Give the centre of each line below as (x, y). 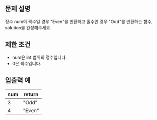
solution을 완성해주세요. (28, 27)
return (31, 95)
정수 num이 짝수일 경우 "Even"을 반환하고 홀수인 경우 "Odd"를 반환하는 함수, (79, 22)
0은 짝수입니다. (27, 63)
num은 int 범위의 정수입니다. (39, 57)
